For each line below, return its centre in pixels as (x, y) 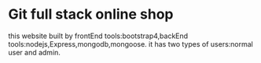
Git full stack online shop (91, 14)
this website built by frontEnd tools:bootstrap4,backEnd (98, 36)
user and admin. (35, 52)
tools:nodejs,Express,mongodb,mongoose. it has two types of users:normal (131, 44)
